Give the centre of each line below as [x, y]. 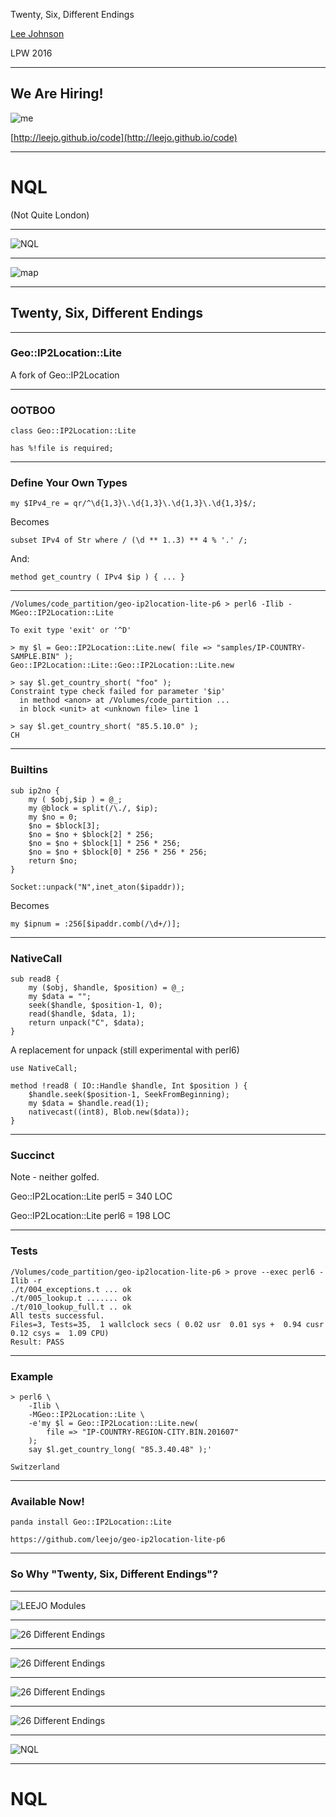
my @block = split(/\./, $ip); [93, 808]
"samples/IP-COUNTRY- [261, 648]
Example [32, 1376]
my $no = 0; [53, 817]
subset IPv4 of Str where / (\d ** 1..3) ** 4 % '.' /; [129, 540]
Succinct [32, 1155]
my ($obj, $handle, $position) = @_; [107, 988]
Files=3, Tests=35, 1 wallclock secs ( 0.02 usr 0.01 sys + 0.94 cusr [167, 1324]
